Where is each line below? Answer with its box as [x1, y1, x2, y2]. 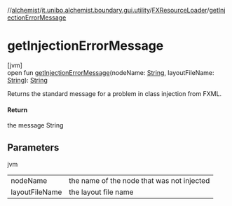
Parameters [7, 142, 60, 153]
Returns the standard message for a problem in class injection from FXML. [7, 89, 222, 97]
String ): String [7, 76, 48, 84]
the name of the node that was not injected [69, 175, 210, 185]
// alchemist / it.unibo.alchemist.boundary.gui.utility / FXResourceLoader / [7, 6, 210, 14]
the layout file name [69, 187, 134, 197]
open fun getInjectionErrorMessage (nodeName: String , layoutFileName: [7, 68, 215, 76]
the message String [7, 121, 64, 130]
